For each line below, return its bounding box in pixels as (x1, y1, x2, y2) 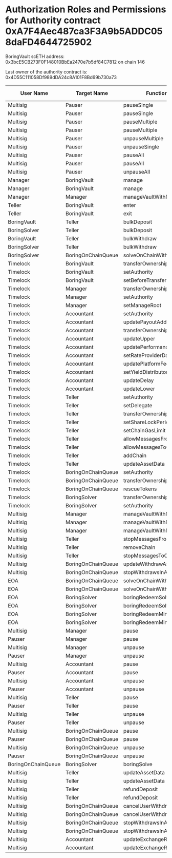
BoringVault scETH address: (5, 53, 65, 60)
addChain (123, 452, 147, 459)
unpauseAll (123, 168, 150, 175)
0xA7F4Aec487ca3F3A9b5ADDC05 (5, 26, 163, 37)
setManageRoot (123, 301, 162, 309)
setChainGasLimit (123, 427, 166, 434)
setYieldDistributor (123, 368, 168, 375)
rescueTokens (123, 485, 157, 492)
